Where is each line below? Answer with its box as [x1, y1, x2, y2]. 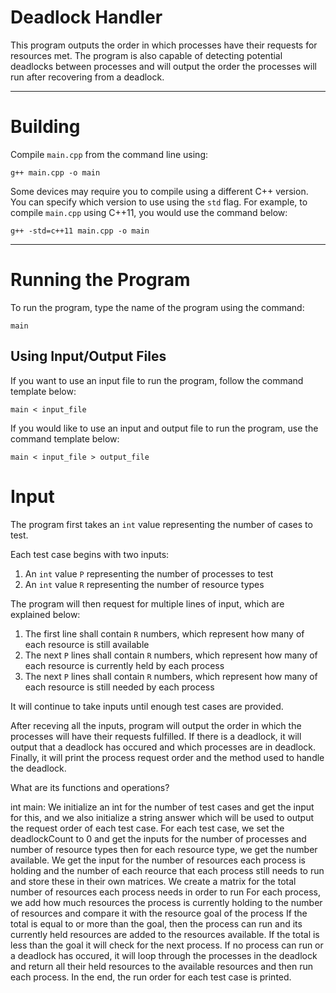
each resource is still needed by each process [24, 681, 215, 693]
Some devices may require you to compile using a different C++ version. [10, 185, 309, 197]
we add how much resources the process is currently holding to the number [10, 896, 323, 908]
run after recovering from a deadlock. [10, 71, 165, 83]
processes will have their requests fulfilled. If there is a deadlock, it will [10, 730, 302, 742]
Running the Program [10, 269, 191, 291]
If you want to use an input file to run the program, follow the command [10, 374, 304, 386]
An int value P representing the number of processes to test [24, 567, 274, 580]
